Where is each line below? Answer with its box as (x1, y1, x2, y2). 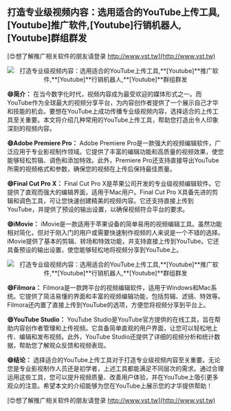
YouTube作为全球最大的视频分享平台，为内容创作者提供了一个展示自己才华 (7, 98, 219, 107)
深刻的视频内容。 (7, 124, 56, 132)
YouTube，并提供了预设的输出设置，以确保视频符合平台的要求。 (7, 205, 189, 213)
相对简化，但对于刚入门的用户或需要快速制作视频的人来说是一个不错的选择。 (7, 228, 224, 236)
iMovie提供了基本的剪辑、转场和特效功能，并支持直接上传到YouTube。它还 (7, 237, 219, 245)
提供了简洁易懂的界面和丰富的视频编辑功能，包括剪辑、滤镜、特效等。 (25, 292, 224, 300)
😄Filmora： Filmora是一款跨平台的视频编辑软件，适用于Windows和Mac (7, 283, 211, 291)
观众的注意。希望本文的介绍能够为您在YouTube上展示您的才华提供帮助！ (7, 381, 213, 390)
